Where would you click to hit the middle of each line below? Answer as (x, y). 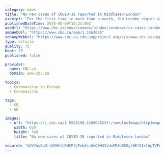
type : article (20, 42)
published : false (23, 55)
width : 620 (25, 128)
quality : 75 (17, 46)
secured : (14, 146)
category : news (21, 10)
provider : (15, 64)
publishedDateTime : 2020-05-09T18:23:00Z (48, 23)
